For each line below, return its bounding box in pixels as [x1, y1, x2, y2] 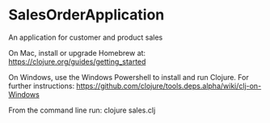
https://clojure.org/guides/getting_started [8, 57, 146, 66]
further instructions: [8, 81, 75, 91]
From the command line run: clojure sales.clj [8, 105, 156, 115]
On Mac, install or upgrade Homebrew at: [8, 48, 146, 57]
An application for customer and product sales [8, 32, 163, 42]
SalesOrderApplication [8, 6, 165, 24]
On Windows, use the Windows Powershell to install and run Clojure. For [8, 72, 249, 82]
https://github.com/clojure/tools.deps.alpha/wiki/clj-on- [76, 81, 262, 91]
